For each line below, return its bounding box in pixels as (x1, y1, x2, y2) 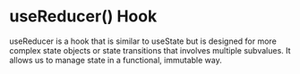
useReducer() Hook (9, 6, 158, 27)
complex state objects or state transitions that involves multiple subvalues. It (9, 45, 291, 55)
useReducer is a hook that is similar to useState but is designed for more (9, 36, 278, 46)
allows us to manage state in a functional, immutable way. (9, 54, 222, 65)
